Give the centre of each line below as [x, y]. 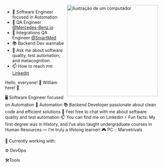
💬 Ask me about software [37, 50]
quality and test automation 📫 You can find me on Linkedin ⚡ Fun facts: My [80, 117]
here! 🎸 [12, 88]
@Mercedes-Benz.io [33, 27]
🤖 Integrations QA [30, 33]
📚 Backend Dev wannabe [38, 43]
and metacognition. [31, 61]
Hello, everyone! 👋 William [31, 83]
